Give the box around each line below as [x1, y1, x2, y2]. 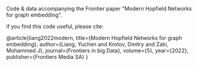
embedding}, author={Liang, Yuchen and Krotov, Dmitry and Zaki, [6, 41, 169, 48]
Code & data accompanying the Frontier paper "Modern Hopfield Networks [6, 5, 192, 12]
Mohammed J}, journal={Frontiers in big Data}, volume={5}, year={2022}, [6, 47, 189, 54]
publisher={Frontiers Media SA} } [6, 54, 88, 60]
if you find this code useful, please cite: [6, 23, 104, 30]
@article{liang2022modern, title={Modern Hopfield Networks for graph [6, 34, 182, 41]
